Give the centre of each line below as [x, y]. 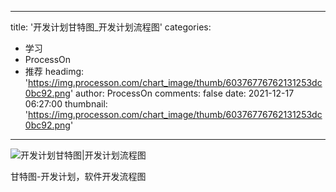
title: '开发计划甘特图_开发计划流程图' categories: [111, 27]
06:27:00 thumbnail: [66, 104]
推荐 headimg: [54, 71]
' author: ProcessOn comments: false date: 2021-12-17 [182, 93]
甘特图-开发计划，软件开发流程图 [78, 176]
